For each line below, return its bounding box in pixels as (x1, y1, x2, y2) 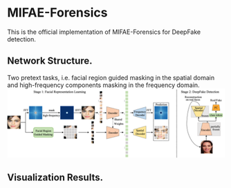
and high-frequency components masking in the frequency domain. (7, 81, 200, 89)
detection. (7, 35, 37, 43)
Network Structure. (7, 55, 93, 67)
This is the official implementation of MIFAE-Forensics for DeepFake (7, 28, 201, 36)
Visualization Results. (7, 171, 104, 183)
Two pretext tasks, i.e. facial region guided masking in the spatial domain (7, 73, 215, 82)
